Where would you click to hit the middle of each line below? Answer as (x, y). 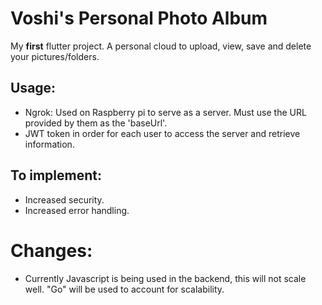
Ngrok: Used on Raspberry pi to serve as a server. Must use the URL (165, 112)
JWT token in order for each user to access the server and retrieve (162, 133)
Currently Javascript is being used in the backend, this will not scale (165, 278)
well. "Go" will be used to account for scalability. (124, 289)
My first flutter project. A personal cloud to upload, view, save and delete (161, 46)
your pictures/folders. (55, 56)
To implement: (56, 175)
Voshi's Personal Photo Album (139, 18)
